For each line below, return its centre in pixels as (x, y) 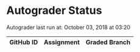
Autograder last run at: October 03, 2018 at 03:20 (68, 27)
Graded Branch (108, 42)
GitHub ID (24, 42)
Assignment (62, 42)
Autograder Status (54, 11)
